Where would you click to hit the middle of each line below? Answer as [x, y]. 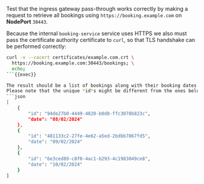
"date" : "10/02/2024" [56, 164]
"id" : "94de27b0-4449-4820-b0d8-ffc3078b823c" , [89, 114]
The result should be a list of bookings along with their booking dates [102, 85]
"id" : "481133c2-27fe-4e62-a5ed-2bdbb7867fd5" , [89, 136]
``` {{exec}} [21, 74]
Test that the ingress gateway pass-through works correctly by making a [97, 9]
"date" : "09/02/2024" [56, 142]
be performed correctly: [36, 46]
